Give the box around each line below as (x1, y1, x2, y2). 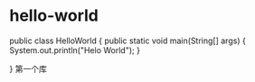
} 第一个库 (9, 63, 47, 74)
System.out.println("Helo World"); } (9, 44, 140, 55)
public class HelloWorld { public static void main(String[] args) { (9, 35, 246, 46)
